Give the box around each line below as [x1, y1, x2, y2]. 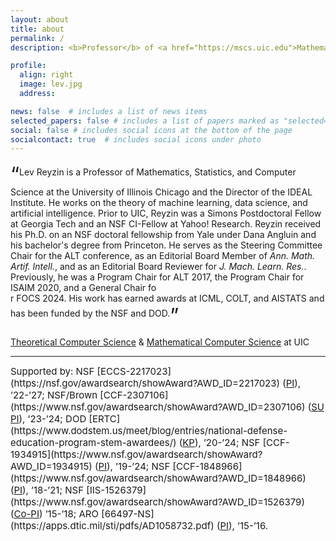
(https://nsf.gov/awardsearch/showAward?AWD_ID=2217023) [10, 377, 281, 390]
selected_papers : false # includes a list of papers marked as [10, 116, 280, 126]
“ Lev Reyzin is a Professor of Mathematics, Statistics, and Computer [10, 162, 297, 188]
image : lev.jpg [19, 79, 83, 90]
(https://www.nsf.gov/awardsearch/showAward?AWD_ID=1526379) [10, 496, 305, 509]
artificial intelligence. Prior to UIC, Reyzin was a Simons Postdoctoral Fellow [10, 207, 322, 220]
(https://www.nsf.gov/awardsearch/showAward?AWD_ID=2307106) [10, 401, 306, 414]
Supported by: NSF [10, 365, 95, 378]
